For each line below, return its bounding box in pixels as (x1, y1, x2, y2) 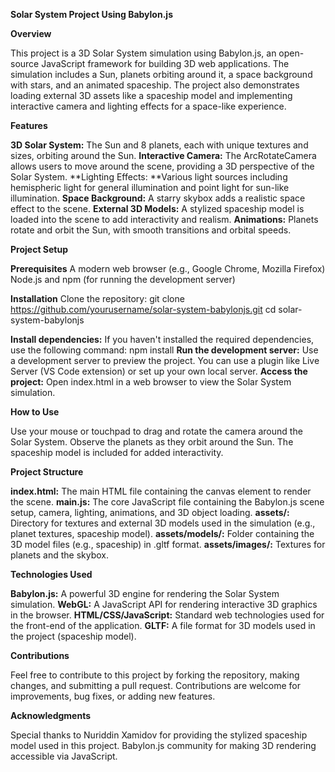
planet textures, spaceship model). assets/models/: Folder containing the (10, 528, 315, 539)
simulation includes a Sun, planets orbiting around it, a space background (10, 69, 313, 80)
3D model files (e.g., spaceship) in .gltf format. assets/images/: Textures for (10, 539, 326, 550)
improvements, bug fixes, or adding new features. (10, 690, 216, 702)
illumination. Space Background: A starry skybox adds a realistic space (10, 192, 306, 204)
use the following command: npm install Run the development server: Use (10, 344, 319, 356)
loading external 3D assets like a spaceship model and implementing (10, 90, 293, 101)
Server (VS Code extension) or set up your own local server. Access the (10, 365, 308, 377)
